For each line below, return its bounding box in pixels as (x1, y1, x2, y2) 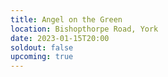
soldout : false (10, 42, 74, 53)
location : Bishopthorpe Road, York (10, 24, 159, 34)
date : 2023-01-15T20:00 (10, 33, 110, 43)
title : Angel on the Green (10, 14, 123, 25)
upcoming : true (10, 52, 74, 62)
